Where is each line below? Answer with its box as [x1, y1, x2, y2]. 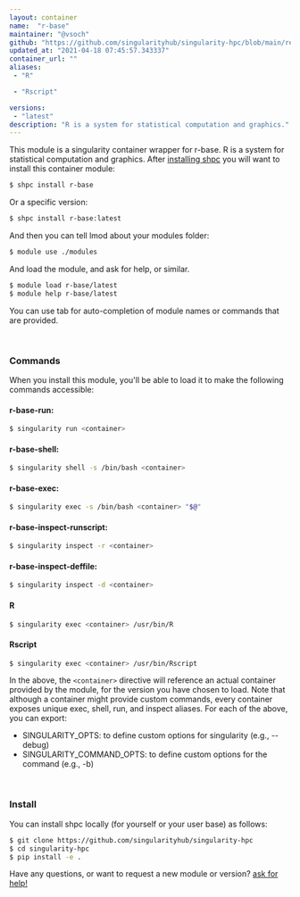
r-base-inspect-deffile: [9, 561, 98, 571]
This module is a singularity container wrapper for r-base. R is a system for [9, 145, 285, 155]
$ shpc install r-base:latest [9, 214, 122, 223]
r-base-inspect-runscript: [9, 521, 109, 532]
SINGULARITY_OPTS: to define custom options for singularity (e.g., [21, 730, 270, 741]
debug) [21, 740, 50, 751]
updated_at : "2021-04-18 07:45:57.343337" [9, 46, 170, 55]
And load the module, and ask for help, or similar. [9, 263, 190, 274]
